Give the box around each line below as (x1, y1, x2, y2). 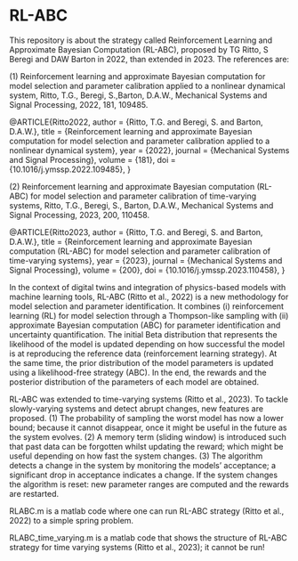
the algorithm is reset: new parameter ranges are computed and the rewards (9, 478, 289, 490)
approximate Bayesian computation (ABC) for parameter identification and (9, 320, 281, 330)
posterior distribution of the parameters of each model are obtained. (9, 376, 260, 387)
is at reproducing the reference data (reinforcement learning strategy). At (9, 348, 278, 359)
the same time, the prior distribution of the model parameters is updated (9, 357, 274, 368)
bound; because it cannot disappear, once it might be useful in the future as (9, 422, 287, 433)
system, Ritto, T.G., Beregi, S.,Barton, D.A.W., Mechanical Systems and (9, 90, 268, 101)
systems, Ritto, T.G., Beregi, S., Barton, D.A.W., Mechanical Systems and (9, 199, 274, 210)
